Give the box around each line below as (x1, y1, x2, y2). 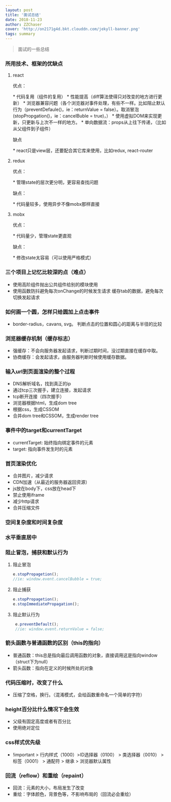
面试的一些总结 (17, 46, 50, 52)
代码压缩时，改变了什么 (5, 679, 63, 686)
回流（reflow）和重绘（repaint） (5, 772, 87, 779)
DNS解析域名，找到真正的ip (12, 381, 71, 387)
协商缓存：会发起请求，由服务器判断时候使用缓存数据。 (12, 354, 129, 360)
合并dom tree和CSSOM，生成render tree (12, 413, 99, 419)
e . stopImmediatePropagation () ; (12, 601, 80, 607)
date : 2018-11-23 (5, 17, 42, 22)
